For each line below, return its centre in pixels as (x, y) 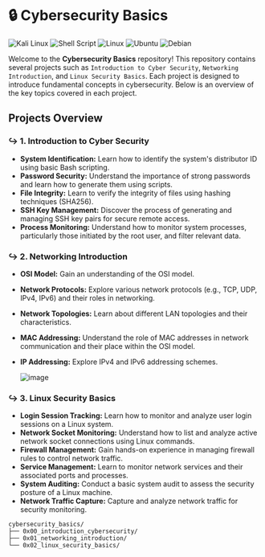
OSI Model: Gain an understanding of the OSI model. (107, 273)
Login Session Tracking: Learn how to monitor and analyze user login (136, 416)
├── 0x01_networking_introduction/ (68, 539)
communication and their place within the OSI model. (107, 346)
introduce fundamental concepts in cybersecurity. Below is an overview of (131, 84)
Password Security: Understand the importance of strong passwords (135, 176)
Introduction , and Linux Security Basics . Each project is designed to (124, 76)
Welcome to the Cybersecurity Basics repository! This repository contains (132, 59)
